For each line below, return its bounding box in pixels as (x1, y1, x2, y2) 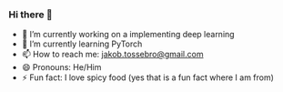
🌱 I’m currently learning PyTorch (21, 38, 143, 49)
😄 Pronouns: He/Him (21, 62, 102, 73)
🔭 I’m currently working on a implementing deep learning (21, 29, 235, 40)
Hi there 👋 (8, 8, 54, 21)
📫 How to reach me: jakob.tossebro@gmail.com (21, 49, 204, 60)
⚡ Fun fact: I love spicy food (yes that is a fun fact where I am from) (21, 72, 275, 83)
